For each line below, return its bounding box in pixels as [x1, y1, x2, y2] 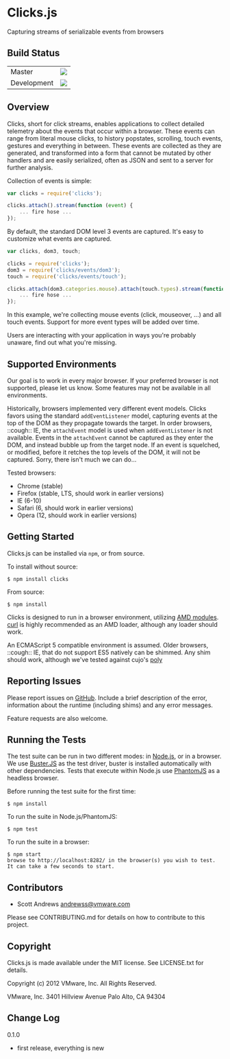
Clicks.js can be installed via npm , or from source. [7, 549, 145, 557]
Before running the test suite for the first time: [7, 787, 136, 796]
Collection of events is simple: [7, 176, 92, 185]
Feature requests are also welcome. [7, 714, 108, 722]
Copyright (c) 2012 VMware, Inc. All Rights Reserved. [7, 979, 157, 988]
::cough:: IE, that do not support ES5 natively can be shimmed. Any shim [7, 648, 211, 656]
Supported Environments [7, 358, 117, 370]
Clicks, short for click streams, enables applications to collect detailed [7, 119, 205, 128]
